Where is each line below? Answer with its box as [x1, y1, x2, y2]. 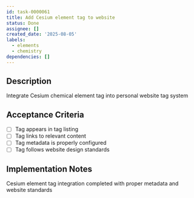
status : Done [6, 20, 39, 26]
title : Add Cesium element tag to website [6, 14, 115, 21]
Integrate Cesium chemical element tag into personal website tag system [6, 92, 189, 100]
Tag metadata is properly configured [15, 139, 107, 147]
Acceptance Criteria [6, 109, 84, 120]
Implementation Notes [6, 164, 93, 174]
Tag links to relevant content [15, 132, 87, 139]
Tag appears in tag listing [15, 126, 79, 133]
